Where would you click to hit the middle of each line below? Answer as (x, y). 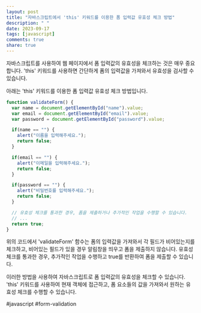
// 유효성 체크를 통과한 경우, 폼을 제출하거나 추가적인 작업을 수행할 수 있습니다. (100, 213)
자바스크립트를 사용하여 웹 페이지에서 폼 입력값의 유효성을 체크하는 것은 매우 (95, 63)
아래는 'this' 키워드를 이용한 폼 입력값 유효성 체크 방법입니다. (77, 91)
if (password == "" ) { (39, 185)
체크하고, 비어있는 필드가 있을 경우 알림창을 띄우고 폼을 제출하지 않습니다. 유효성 (100, 249)
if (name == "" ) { (33, 130)
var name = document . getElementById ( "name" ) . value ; (78, 108)
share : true (21, 46)
